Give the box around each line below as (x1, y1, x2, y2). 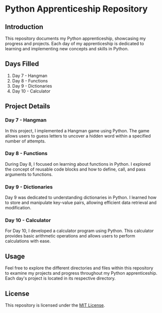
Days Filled (5, 60, 39, 68)
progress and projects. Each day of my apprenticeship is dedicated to (5, 41, 144, 47)
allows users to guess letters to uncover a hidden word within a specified (5, 133, 151, 139)
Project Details (5, 102, 50, 110)
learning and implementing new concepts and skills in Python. (5, 46, 129, 51)
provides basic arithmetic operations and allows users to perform (5, 233, 135, 239)
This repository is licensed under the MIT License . (5, 302, 105, 308)
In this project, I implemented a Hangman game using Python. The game (5, 127, 149, 134)
